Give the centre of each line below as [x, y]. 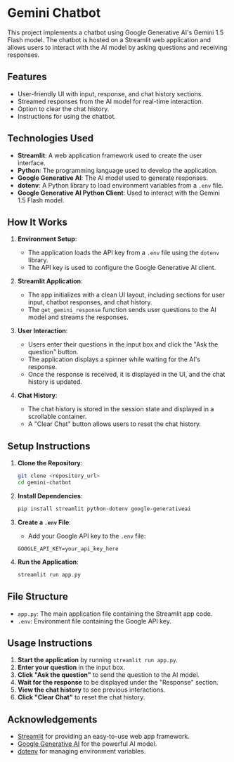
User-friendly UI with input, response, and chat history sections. [110, 93]
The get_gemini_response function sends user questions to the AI [122, 310]
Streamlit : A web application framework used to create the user [110, 155]
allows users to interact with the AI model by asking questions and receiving [117, 47]
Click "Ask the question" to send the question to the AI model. [109, 675]
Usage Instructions [50, 643]
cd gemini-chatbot [44, 483]
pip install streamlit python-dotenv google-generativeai [104, 509]
